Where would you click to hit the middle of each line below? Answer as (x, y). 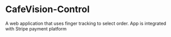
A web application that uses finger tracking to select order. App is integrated (86, 23)
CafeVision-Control (47, 9)
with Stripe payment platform (36, 28)
